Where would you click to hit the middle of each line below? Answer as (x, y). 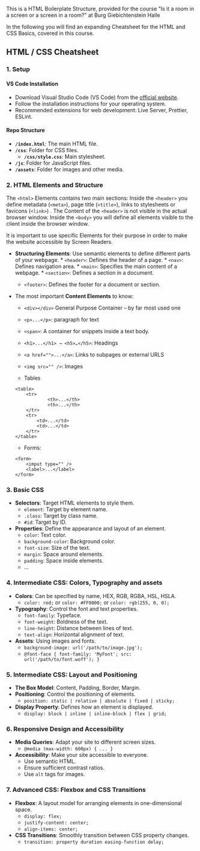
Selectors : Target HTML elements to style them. (74, 503)
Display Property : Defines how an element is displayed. (84, 707)
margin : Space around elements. (64, 554)
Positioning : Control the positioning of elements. (75, 694)
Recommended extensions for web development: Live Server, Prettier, (101, 110)
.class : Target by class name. (61, 516)
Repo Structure (26, 130)
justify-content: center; (56, 823)
